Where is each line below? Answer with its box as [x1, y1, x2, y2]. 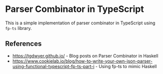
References [5, 40, 42, 48]
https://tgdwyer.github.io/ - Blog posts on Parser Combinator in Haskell [12, 53, 159, 59]
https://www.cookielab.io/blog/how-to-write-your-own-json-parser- [12, 58, 153, 64]
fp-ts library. [5, 25, 32, 31]
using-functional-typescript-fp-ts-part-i [12, 63, 95, 69]
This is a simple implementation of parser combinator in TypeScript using [5, 20, 156, 26]
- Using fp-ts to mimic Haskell [95, 63, 157, 69]
